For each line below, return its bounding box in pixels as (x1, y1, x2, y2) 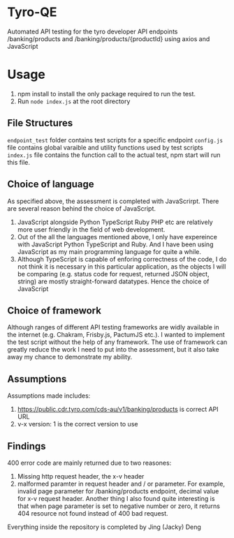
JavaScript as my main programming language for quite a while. (17, 247, 201, 255)
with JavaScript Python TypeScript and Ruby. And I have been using (17, 240, 214, 248)
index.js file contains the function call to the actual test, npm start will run (7, 151, 221, 159)
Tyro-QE (7, 4, 57, 20)
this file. (7, 158, 30, 166)
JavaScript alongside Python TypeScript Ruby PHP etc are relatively (17, 218, 213, 226)
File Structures (7, 117, 73, 129)
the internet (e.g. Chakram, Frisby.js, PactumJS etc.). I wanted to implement (7, 331, 225, 339)
